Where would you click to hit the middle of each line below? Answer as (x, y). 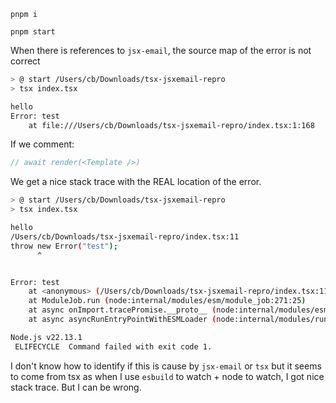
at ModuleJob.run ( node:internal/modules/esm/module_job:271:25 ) (167, 301)
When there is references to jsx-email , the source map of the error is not (161, 50)
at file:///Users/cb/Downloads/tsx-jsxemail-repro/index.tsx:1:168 (171, 125)
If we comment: (42, 144)
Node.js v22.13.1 (46, 337)
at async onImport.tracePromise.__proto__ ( (122, 310)
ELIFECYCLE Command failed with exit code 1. (113, 346)
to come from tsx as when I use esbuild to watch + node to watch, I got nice (167, 376)
